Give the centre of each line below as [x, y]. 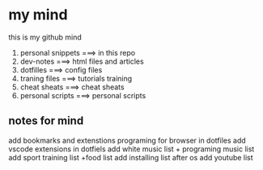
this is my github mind [45, 37]
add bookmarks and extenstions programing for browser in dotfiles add [127, 140]
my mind [38, 15]
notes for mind [46, 121]
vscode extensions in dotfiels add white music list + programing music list [131, 149]
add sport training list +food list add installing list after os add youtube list [131, 157]
